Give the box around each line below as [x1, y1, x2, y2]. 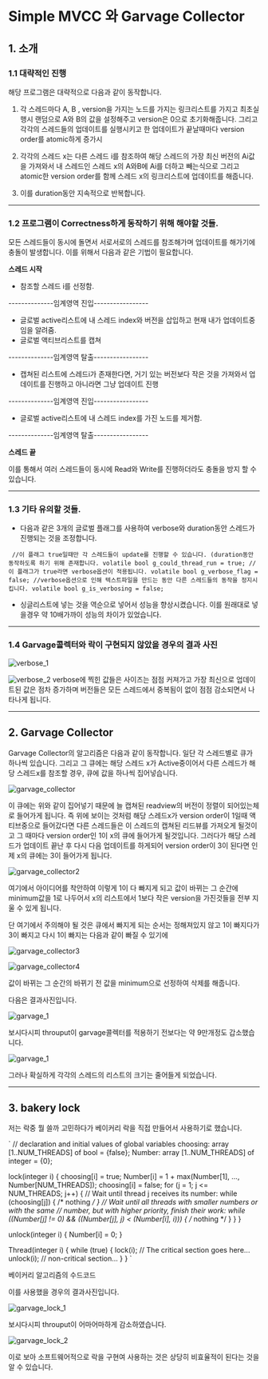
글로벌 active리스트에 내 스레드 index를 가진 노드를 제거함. [19, 414, 203, 423]
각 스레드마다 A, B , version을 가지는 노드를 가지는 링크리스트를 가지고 [19, 104, 238, 114]
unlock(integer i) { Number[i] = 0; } [8, 1229, 123, 1240]
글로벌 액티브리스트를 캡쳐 [19, 335, 102, 345]
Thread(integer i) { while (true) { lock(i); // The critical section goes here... [8, 1245, 250, 1255]
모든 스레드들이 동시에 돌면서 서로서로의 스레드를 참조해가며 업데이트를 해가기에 [8, 238, 256, 247]
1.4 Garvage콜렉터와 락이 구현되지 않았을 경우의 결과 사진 [8, 639, 218, 650]
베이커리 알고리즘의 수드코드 [8, 1270, 97, 1280]
